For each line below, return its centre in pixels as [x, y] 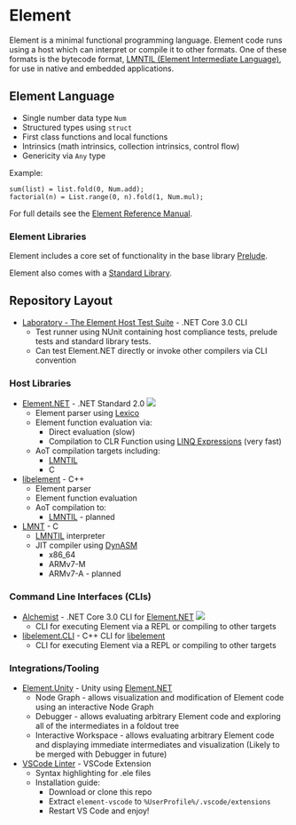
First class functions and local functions [95, 136]
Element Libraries [48, 236]
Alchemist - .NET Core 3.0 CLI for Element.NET [108, 617]
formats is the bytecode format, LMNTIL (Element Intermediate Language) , [145, 59]
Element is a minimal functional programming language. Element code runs [146, 40]
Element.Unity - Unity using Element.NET [97, 688]
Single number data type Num [74, 117]
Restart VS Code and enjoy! [99, 811]
